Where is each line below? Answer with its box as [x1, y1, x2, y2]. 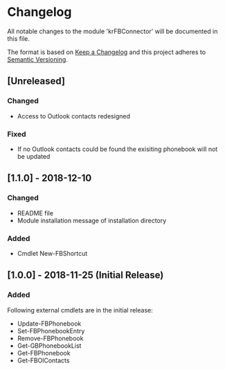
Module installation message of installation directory [17, 216, 167, 224]
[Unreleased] [7, 76, 66, 87]
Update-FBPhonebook [17, 319, 82, 328]
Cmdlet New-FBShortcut [17, 249, 88, 257]
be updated [17, 152, 51, 160]
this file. [7, 34, 30, 42]
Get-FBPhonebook [17, 349, 71, 357]
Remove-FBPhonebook [17, 334, 84, 342]
